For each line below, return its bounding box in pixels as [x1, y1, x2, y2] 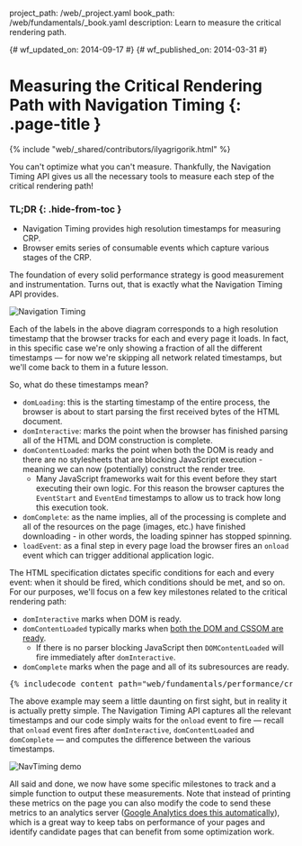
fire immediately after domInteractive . [35, 652, 176, 663]
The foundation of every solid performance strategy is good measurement [9, 269, 285, 280]
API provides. [9, 288, 59, 300]
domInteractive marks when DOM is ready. [22, 614, 182, 624]
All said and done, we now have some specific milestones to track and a [9, 778, 277, 789]
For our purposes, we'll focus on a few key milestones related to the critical [9, 587, 288, 597]
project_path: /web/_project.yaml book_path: [9, 8, 175, 18]
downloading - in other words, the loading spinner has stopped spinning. [22, 531, 292, 541]
